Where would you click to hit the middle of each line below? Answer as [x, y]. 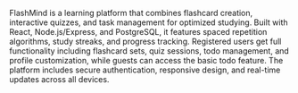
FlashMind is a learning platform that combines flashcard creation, [131, 13]
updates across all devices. [59, 79]
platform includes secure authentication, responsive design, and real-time [145, 70]
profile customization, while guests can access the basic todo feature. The [146, 60]
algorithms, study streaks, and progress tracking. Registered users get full [145, 41]
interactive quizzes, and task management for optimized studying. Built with [149, 22]
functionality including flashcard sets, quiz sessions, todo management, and [149, 51]
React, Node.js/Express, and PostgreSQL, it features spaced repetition [138, 32]
